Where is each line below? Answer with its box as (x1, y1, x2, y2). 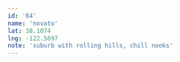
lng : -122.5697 (7, 34, 59, 43)
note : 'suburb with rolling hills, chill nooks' (7, 42, 174, 50)
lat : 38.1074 (7, 27, 51, 35)
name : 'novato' (7, 19, 59, 27)
